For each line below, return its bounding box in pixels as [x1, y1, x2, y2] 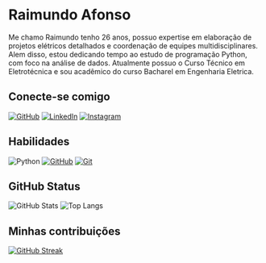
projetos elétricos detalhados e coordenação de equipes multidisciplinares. [8, 40, 258, 50]
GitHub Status [8, 179, 81, 193]
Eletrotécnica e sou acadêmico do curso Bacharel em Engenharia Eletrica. [8, 66, 254, 76]
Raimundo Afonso [8, 6, 131, 24]
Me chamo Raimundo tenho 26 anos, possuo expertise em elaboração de [8, 32, 252, 42]
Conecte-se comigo [8, 90, 110, 104]
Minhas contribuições [8, 224, 121, 238]
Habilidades [8, 135, 70, 148]
